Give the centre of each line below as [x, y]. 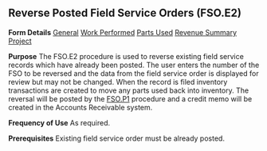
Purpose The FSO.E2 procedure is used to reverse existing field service [126, 56]
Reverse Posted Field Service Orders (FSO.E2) [125, 13]
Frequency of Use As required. [59, 122]
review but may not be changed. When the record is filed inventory [118, 81]
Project [20, 41]
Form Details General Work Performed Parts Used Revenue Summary [123, 32]
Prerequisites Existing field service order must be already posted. [117, 138]
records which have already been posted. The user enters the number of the [134, 65]
